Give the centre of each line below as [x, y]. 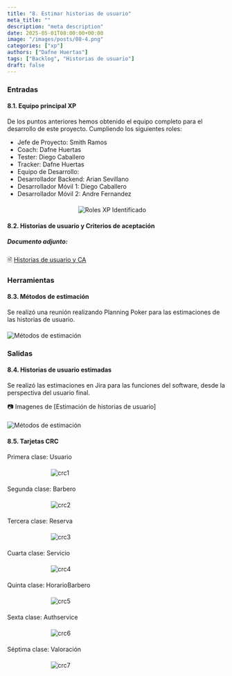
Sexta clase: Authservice [43, 617]
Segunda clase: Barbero [42, 489]
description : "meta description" [55, 26]
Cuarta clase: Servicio [39, 553]
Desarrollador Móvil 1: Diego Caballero [72, 186]
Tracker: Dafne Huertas [51, 164]
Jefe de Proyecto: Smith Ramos [62, 142]
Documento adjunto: [37, 242]
